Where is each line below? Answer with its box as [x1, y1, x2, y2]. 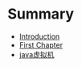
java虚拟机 [18, 49, 55, 59]
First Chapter [18, 40, 64, 49]
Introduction [18, 31, 60, 41]
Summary [7, 5, 74, 23]
